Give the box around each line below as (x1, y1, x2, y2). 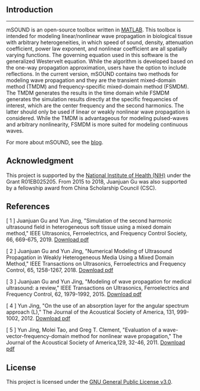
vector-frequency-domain (6, 333, 70, 340)
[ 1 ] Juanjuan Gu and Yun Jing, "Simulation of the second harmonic (6, 217, 173, 225)
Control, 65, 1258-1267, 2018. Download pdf (6, 267, 114, 274)
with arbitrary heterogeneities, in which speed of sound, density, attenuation (6, 39, 193, 46)
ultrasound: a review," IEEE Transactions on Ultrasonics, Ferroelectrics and (6, 285, 189, 292)
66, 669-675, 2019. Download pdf (6, 236, 89, 243)
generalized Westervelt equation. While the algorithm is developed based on (6, 58, 193, 65)
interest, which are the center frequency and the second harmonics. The (6, 102, 185, 109)
